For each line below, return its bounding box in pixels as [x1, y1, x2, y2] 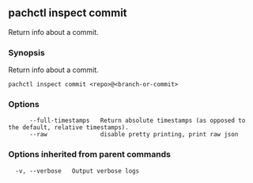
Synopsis [8, 47, 45, 58]
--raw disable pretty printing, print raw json [28, 131, 239, 139]
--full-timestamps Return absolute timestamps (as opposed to [28, 116, 246, 125]
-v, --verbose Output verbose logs [15, 166, 140, 175]
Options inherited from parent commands [8, 149, 172, 160]
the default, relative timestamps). [8, 124, 129, 132]
